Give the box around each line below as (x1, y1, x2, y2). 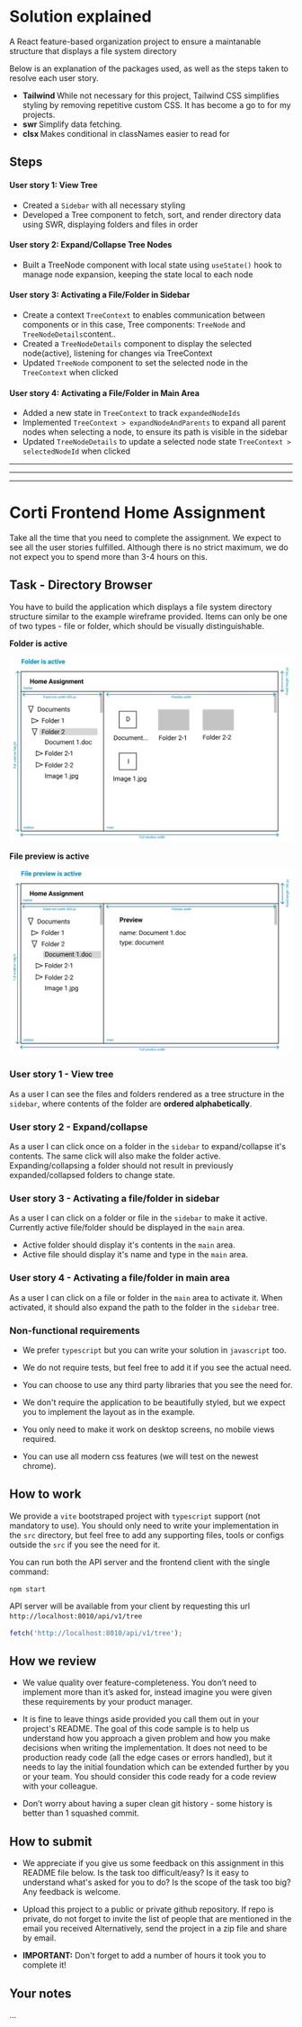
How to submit (9, 1833, 93, 1849)
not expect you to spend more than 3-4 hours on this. (9, 552, 209, 563)
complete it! (22, 1959, 67, 1970)
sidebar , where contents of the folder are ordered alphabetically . (9, 1098, 253, 1109)
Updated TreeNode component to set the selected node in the (22, 357, 249, 368)
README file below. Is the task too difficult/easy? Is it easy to (22, 1868, 249, 1878)
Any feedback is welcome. (22, 1887, 121, 1897)
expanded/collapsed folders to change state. (9, 1170, 175, 1180)
